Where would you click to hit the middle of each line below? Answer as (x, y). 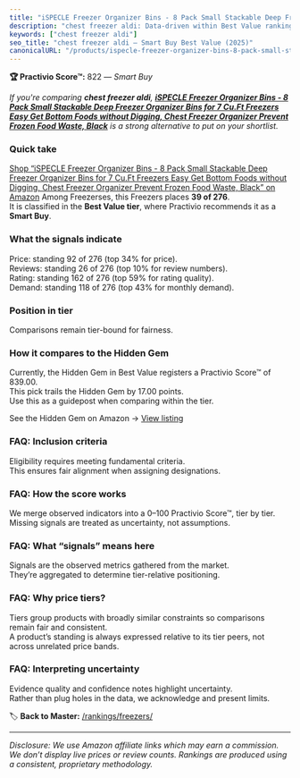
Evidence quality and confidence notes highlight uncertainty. (121, 689)
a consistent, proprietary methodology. (81, 764)
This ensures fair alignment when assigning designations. (115, 470)
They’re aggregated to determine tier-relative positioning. (115, 575)
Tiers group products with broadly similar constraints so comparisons (137, 617)
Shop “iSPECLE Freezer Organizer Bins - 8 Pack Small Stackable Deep (138, 169)
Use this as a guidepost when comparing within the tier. (112, 401)
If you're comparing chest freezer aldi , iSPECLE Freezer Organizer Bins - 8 (149, 97)
